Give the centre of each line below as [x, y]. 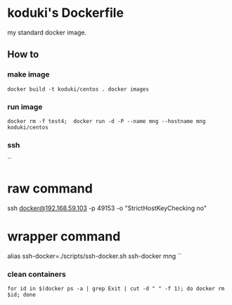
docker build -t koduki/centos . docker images [78, 89]
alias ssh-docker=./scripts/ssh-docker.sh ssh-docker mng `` [95, 256]
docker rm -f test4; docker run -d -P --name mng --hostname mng [107, 121]
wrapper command [64, 236]
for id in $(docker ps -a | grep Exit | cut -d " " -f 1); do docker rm [116, 289]
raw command [50, 189]
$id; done [22, 295]
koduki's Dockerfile [66, 13]
